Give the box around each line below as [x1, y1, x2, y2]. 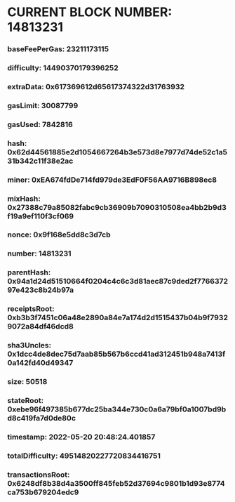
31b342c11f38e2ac [7, 156, 74, 166]
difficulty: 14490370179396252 [7, 63, 119, 73]
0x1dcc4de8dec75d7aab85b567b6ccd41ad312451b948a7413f [7, 349, 226, 359]
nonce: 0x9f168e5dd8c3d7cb [7, 230, 111, 239]
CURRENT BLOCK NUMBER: [7, 4, 173, 20]
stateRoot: [7, 396, 44, 406]
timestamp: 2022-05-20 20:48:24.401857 [7, 432, 156, 442]
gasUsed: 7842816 [7, 119, 74, 129]
